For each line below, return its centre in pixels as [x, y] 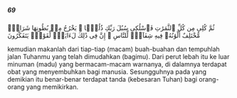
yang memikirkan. [52, 87]
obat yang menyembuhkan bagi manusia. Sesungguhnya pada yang [107, 72]
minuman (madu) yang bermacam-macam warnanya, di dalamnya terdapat [117, 64]
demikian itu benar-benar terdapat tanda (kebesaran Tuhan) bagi [102, 79]
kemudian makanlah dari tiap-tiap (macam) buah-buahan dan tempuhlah [114, 49]
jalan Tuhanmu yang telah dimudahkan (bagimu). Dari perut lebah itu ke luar [118, 56]
